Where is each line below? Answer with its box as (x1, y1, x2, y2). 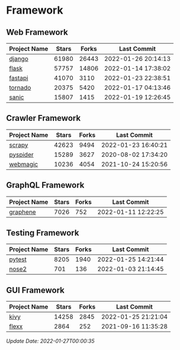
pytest (9, 255, 27, 264)
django (9, 54, 28, 63)
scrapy (9, 140, 28, 149)
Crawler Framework (6, 113, 81, 123)
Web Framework (6, 27, 68, 37)
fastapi (9, 74, 28, 82)
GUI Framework (6, 285, 65, 295)
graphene (9, 208, 37, 216)
